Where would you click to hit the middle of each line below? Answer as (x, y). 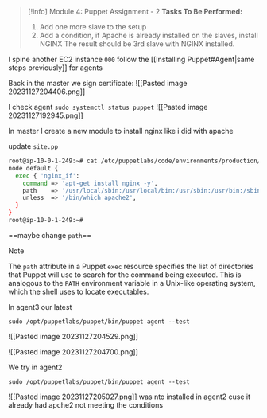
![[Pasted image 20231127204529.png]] (74, 336)
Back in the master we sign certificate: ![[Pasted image (98, 83)
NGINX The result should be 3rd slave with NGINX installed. (137, 44)
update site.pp (33, 146)
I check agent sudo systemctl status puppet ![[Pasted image (108, 107)
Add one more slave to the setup (93, 27)
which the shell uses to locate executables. (79, 291)
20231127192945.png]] (46, 115)
